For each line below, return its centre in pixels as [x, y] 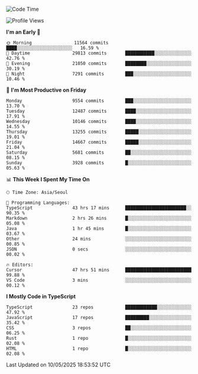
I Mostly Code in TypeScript [41, 296]
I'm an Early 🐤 [23, 32]
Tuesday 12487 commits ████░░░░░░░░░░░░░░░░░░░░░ [99, 111]
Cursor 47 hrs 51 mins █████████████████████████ [99, 270]
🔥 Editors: [20, 265]
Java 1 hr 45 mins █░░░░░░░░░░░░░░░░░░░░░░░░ [99, 229]
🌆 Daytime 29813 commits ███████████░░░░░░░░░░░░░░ [99, 53]
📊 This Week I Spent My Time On [48, 179]
